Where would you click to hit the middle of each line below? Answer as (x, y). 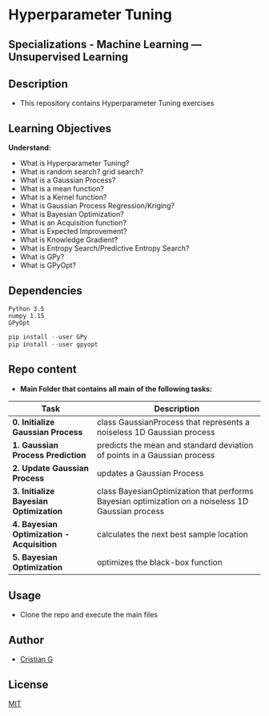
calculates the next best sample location (172, 534)
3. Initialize (34, 491)
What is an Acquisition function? (73, 223)
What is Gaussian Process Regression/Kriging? (97, 206)
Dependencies (45, 290)
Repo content (43, 370)
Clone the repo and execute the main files (89, 615)
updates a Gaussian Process (150, 473)
